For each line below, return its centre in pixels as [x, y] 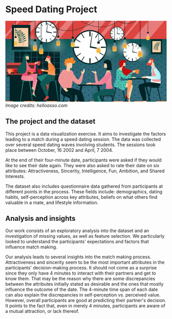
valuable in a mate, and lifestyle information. [52, 202]
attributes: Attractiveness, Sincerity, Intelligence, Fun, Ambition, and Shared [85, 171]
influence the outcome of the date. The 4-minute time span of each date [82, 289]
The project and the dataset [50, 121]
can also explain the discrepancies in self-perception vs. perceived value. [83, 295]
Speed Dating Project [51, 9]
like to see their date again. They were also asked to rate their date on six [82, 165]
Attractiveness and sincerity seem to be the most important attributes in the [85, 262]
